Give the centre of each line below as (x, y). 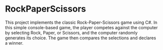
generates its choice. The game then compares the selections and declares (81, 38)
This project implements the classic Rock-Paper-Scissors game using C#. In (81, 22)
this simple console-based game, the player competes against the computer (81, 27)
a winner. (14, 43)
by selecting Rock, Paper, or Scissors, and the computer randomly (71, 33)
